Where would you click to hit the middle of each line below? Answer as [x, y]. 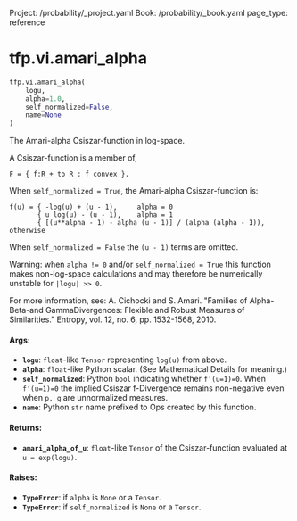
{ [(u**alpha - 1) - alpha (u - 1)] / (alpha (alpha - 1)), [151, 223]
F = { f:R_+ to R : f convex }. [69, 174]
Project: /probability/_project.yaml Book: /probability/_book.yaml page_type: [148, 13]
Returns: [26, 427]
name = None [44, 115]
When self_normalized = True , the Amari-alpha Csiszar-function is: [134, 191]
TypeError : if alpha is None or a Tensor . [92, 497]
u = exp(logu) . [49, 457]
